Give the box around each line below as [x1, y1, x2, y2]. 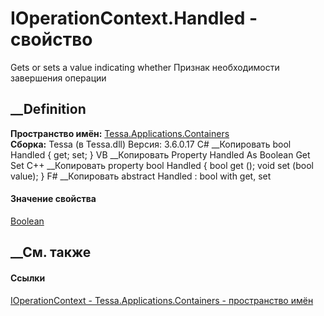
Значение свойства [10, 193, 97, 205]
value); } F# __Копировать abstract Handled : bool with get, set [10, 170, 272, 182]
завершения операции [10, 72, 107, 84]
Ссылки [10, 272, 46, 284]
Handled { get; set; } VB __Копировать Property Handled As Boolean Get [10, 148, 311, 161]
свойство [10, 28, 93, 51]
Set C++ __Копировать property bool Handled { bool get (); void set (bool [10, 159, 314, 171]
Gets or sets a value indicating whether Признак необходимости [10, 61, 280, 73]
